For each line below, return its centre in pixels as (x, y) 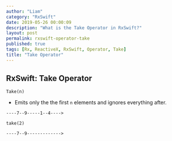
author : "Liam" (24, 11)
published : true (26, 44)
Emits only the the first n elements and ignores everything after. (91, 103)
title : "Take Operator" (35, 55)
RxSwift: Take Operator (49, 78)
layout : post (22, 33)
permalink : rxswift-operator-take (48, 38)
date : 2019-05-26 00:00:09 (39, 22)
